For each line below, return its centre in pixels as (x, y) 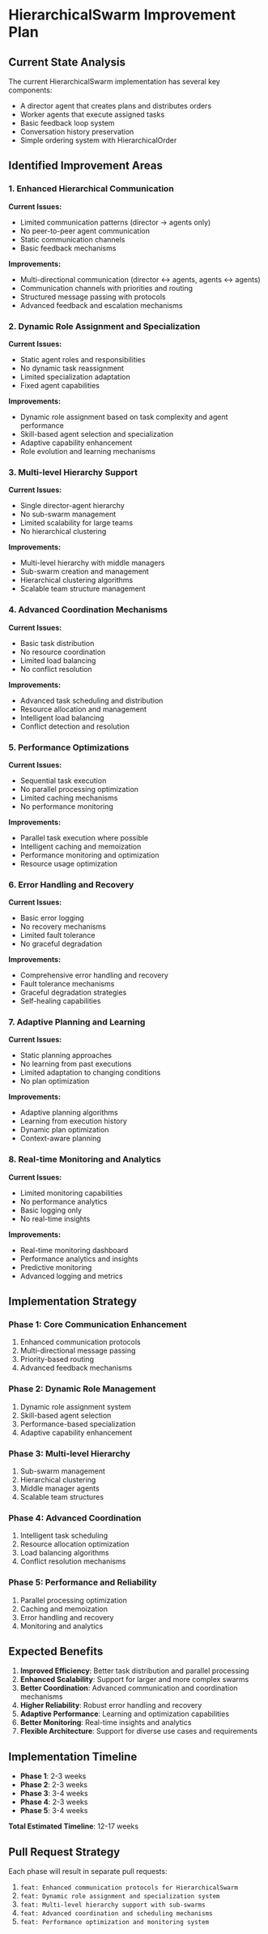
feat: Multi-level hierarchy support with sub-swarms (113, 1905)
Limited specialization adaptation (75, 377)
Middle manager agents (60, 1488)
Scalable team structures (62, 1497)
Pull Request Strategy (64, 1852)
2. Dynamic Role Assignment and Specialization (104, 326)
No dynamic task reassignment (72, 368)
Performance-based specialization (78, 1423)
